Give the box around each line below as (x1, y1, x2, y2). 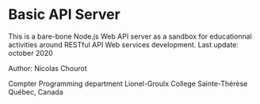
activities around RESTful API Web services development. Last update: (8, 39, 239, 49)
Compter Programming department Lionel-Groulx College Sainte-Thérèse (8, 79, 248, 88)
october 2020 (8, 48, 53, 58)
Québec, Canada (8, 87, 63, 96)
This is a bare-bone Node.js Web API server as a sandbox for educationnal (8, 32, 252, 41)
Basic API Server (8, 6, 120, 24)
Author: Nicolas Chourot (8, 63, 87, 72)
